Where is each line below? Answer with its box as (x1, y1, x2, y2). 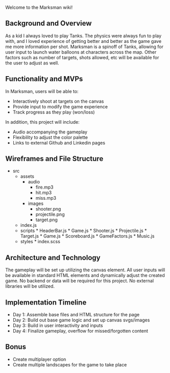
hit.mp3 (35, 190, 52, 196)
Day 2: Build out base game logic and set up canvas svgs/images (12, 317, 150, 323)
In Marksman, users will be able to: (5, 88, 79, 94)
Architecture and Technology (5, 253, 101, 262)
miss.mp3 (35, 195, 57, 201)
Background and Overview (5, 19, 92, 28)
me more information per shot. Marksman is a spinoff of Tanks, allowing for (5, 43, 163, 50)
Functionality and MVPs (5, 75, 83, 83)
